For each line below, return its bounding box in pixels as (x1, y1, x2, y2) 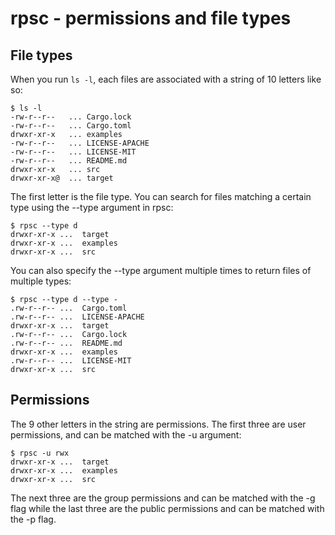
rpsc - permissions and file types (10, 7, 292, 30)
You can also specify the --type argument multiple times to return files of (10, 265, 312, 276)
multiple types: (10, 275, 72, 287)
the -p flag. (10, 513, 57, 525)
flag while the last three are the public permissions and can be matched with (10, 502, 325, 514)
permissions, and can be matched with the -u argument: (10, 428, 242, 441)
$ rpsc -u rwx (10, 448, 70, 458)
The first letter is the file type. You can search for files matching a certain (10, 191, 312, 202)
